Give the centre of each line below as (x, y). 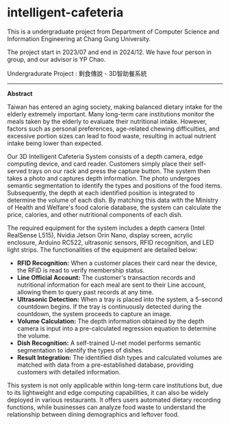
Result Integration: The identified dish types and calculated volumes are (119, 357)
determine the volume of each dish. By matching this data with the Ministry (113, 200)
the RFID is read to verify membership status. (81, 270)
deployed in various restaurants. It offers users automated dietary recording (114, 400)
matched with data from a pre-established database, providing (105, 365)
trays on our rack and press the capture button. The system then (119, 171)
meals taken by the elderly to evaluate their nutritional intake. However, (107, 121)
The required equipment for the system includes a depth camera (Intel (106, 228)
